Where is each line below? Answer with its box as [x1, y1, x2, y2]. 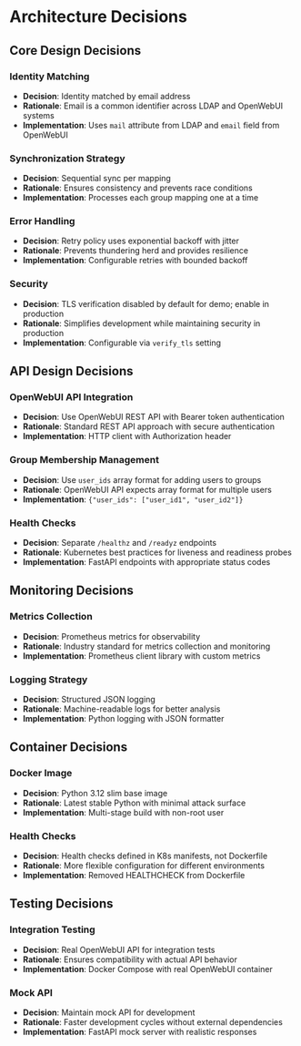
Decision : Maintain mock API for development [22, 1007, 196, 1018]
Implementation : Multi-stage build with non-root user [22, 806, 225, 817]
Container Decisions [9, 740, 128, 755]
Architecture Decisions [9, 6, 188, 27]
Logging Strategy [9, 672, 88, 685]
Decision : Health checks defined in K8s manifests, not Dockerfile [22, 850, 268, 862]
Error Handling [9, 215, 75, 228]
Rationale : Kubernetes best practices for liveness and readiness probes [22, 547, 293, 558]
